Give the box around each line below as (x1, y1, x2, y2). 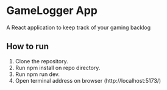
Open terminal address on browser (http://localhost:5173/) (15, 77, 162, 84)
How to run (6, 41, 49, 52)
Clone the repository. (15, 57, 68, 64)
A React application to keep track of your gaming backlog (6, 24, 151, 31)
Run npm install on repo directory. (15, 64, 101, 71)
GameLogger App (6, 4, 98, 18)
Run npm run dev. (15, 71, 60, 78)
